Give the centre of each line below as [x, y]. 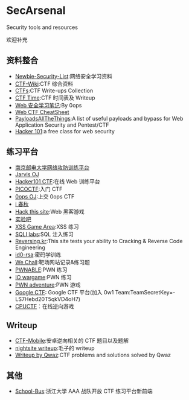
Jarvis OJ [27, 174]
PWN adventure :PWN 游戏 [48, 285]
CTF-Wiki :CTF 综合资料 [44, 84]
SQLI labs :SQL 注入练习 [44, 234]
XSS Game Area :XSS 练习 [47, 226]
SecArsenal [36, 11]
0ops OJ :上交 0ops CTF [45, 196]
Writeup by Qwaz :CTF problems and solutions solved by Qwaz [93, 355]
